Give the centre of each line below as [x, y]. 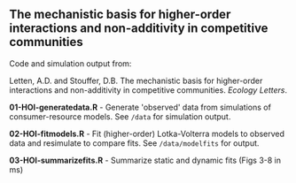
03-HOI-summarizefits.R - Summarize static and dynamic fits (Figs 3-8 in [145, 160]
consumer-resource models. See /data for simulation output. [120, 116]
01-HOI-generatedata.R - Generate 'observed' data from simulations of [140, 107]
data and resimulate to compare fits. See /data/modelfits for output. [134, 143]
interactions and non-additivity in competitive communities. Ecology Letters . [148, 90]
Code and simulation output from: [70, 63]
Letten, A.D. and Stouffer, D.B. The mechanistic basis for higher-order [136, 80]
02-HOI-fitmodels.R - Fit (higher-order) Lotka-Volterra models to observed [147, 133]
